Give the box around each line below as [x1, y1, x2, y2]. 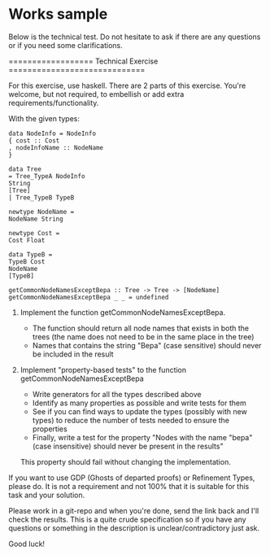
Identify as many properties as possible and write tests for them [32, 398, 246, 408]
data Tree [8, 164, 42, 173]
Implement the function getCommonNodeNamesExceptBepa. [20, 307, 226, 317]
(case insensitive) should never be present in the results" [32, 441, 224, 451]
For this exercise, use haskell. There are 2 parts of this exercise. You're [8, 81, 246, 90]
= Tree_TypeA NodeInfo [8, 172, 85, 180]
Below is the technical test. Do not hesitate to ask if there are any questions [8, 32, 261, 42]
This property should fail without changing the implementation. [20, 457, 232, 466]
